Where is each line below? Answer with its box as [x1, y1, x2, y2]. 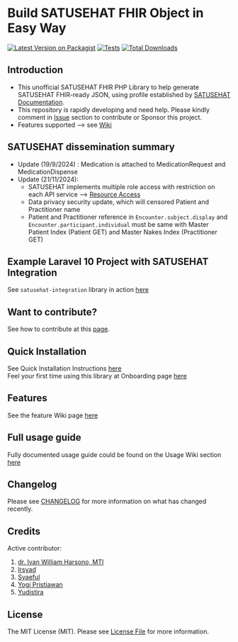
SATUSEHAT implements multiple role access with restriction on [28, 182, 215, 191]
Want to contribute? [7, 306, 98, 318]
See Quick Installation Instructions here [7, 364, 122, 373]
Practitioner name [28, 205, 81, 213]
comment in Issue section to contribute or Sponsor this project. [17, 113, 203, 121]
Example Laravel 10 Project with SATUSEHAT [7, 255, 209, 267]
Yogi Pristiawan [17, 580, 64, 589]
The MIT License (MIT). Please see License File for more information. [7, 627, 209, 636]
